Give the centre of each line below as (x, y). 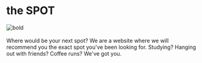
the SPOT (31, 11)
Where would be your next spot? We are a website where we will (88, 40)
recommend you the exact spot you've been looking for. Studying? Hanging (101, 47)
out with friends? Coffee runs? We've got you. (64, 53)
